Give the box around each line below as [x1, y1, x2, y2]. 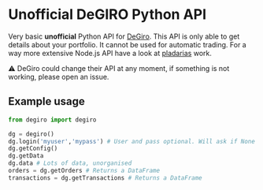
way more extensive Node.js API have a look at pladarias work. [8, 48, 213, 58]
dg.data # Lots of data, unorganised [8, 159, 132, 167]
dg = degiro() [8, 130, 55, 138]
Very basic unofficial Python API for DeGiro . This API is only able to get [8, 32, 240, 41]
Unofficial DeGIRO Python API [8, 6, 207, 24]
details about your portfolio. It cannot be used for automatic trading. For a [8, 39, 246, 49]
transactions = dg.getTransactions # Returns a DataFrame [8, 173, 202, 182]
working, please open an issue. [8, 72, 109, 81]
